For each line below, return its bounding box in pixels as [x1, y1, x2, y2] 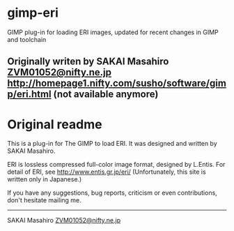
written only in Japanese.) [7, 175, 82, 184]
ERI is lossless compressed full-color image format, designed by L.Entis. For [7, 161, 226, 169]
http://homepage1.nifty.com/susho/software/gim [7, 77, 226, 89]
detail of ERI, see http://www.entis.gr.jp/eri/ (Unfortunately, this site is [7, 167, 207, 176]
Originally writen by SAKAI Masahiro [7, 56, 169, 68]
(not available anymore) [53, 89, 159, 100]
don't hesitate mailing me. [7, 196, 81, 204]
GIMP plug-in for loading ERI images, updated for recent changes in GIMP [7, 28, 219, 36]
